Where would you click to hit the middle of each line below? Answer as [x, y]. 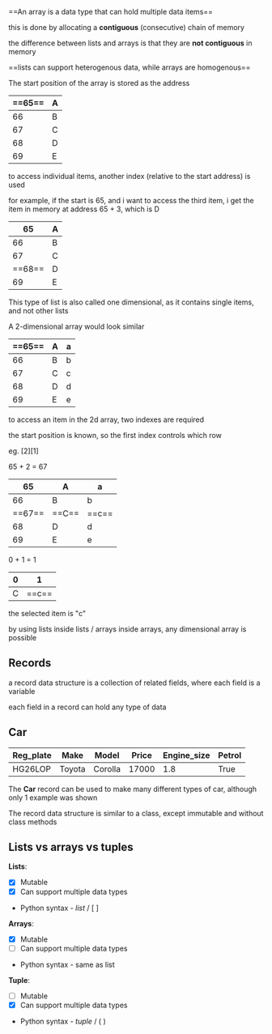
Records [30, 663]
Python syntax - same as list [67, 964]
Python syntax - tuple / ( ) [63, 1021]
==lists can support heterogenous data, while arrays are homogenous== [130, 67]
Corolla [107, 768]
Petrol [230, 755]
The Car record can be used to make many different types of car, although [133, 789]
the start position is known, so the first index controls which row [115, 435]
